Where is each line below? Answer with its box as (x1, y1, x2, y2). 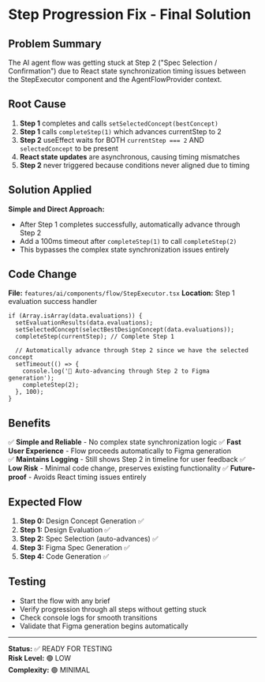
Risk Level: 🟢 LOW (8, 653, 72, 662)
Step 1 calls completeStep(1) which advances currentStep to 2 (19, 126, 222, 136)
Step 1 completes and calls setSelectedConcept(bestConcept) (19, 118, 218, 128)
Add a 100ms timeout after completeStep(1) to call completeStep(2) (19, 236, 237, 245)
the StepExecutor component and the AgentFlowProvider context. (8, 75, 222, 84)
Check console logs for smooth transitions (19, 613, 158, 622)
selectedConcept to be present (19, 144, 118, 153)
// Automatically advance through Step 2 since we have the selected (15, 347, 248, 354)
